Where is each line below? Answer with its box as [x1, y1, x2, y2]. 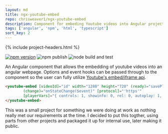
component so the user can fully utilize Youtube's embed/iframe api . [5, 74, 146, 80]
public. [5, 123, 19, 129]
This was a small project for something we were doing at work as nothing [5, 107, 156, 113]
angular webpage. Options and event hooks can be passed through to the [5, 69, 157, 75]
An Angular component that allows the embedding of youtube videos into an [5, 63, 162, 69]
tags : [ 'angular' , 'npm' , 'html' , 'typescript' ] [5, 26, 108, 31]
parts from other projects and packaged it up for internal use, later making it [5, 117, 161, 123]
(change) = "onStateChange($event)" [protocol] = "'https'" [23, 88, 142, 93]
